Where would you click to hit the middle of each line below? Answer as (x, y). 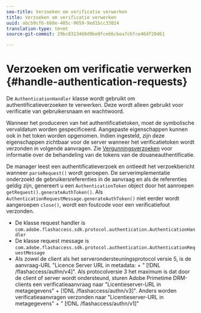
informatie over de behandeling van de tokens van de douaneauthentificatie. (100, 155)
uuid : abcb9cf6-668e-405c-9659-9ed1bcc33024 (63, 23)
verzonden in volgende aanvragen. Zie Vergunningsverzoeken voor (89, 148)
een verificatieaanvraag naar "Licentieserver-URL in (97, 284)
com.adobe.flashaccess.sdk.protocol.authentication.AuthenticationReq (105, 248)
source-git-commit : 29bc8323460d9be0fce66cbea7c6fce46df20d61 (85, 34)
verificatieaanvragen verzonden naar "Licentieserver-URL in (89, 297)
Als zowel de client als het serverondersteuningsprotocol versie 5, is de (103, 259)
